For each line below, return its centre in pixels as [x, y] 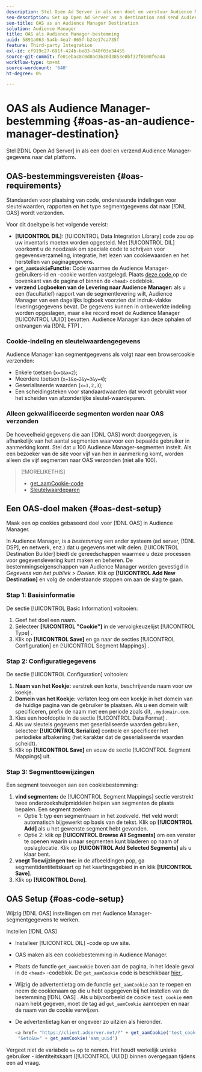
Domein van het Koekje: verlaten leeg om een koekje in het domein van [104, 699]
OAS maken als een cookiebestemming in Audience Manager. [91, 955]
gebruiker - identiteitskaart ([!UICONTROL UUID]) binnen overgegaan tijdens [101, 1056]
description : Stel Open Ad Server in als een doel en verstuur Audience [99, 12]
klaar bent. [37, 854]
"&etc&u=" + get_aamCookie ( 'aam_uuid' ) [68, 1038]
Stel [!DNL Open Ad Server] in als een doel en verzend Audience [86, 151]
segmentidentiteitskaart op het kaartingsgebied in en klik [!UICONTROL [103, 867]
